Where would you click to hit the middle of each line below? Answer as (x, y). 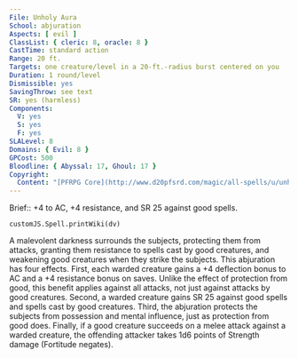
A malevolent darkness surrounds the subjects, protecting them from (135, 241)
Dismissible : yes (41, 84)
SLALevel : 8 (31, 141)
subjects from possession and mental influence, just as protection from (139, 316)
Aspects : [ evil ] (43, 34)
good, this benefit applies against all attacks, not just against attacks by (140, 288)
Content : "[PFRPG (49, 183)
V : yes (29, 116)
